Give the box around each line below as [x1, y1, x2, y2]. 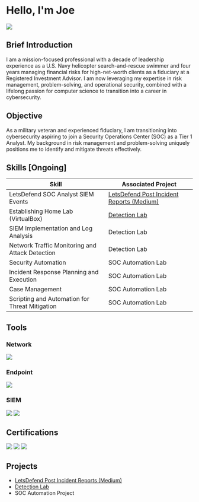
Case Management [9, 285, 62, 294]
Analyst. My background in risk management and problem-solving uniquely [6, 139, 190, 146]
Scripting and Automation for [9, 295, 90, 303]
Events [9, 198, 28, 206]
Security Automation [9, 259, 66, 267]
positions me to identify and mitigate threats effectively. [6, 145, 142, 152]
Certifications [6, 428, 59, 438]
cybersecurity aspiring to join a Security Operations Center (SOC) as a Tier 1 [6, 133, 192, 140]
